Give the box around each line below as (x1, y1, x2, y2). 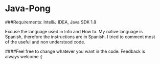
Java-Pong (5, 3, 51, 14)
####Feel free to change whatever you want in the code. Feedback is (5, 48, 145, 54)
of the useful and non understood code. (5, 39, 86, 44)
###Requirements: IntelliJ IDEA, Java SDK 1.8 (5, 19, 96, 25)
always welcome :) (5, 53, 43, 59)
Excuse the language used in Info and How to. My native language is (5, 28, 143, 34)
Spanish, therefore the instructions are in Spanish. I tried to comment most (5, 34, 155, 40)
